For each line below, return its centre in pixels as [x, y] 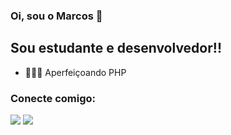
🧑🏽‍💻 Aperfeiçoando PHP [75, 72]
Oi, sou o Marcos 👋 [56, 16]
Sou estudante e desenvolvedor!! [116, 48]
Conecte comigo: [53, 98]
